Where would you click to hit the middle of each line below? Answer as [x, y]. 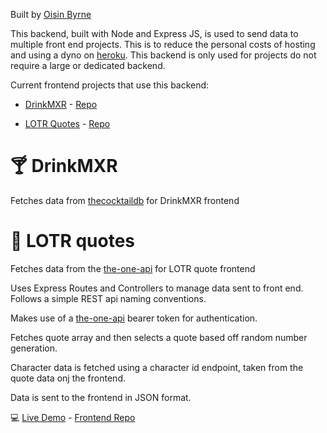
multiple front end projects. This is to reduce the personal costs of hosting [163, 44]
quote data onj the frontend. [68, 378]
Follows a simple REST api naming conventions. [108, 298]
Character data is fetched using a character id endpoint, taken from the [157, 367]
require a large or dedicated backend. [88, 65]
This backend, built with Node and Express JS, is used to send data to [154, 33]
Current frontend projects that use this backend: [110, 85]
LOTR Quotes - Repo [67, 123]
